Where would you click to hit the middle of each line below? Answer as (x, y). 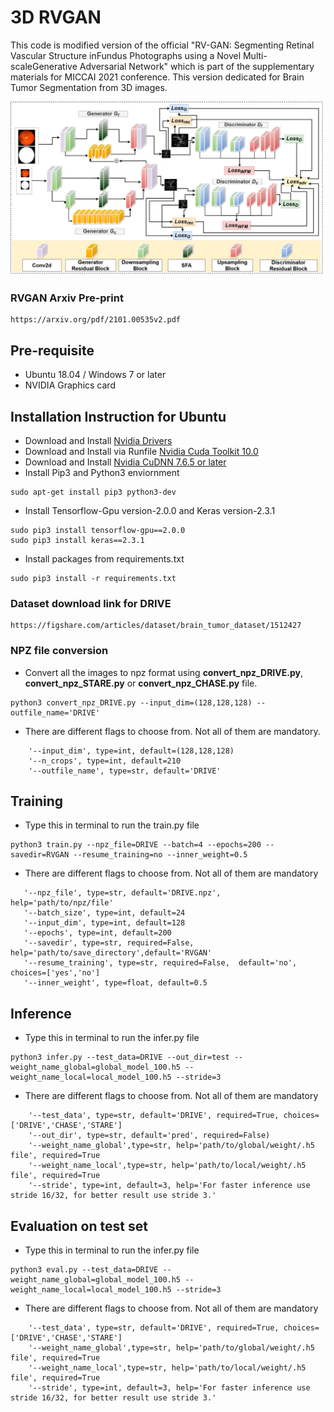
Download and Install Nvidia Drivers (98, 440)
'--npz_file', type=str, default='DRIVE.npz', (122, 893)
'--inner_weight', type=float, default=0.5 (115, 983)
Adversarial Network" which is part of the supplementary (197, 66)
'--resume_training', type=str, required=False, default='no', (160, 963)
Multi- (255, 55)
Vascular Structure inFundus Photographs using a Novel (126, 55)
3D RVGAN (56, 17)
